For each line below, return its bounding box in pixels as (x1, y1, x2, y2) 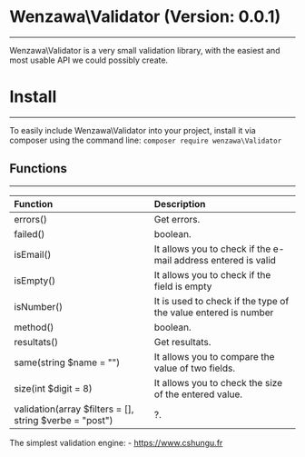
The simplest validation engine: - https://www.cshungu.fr (9, 437, 223, 448)
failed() (14, 227, 45, 240)
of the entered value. (153, 388, 243, 401)
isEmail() (14, 248, 52, 261)
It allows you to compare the (153, 350, 275, 363)
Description (153, 197, 206, 210)
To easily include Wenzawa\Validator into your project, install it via (9, 124, 256, 135)
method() (14, 321, 54, 333)
